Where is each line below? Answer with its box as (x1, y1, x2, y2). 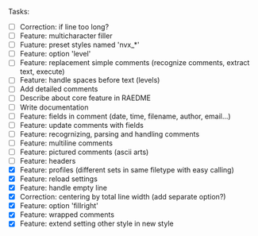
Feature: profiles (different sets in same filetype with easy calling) (19, 164, 234, 174)
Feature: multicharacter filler (19, 31, 113, 41)
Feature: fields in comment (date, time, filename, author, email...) (19, 111, 232, 121)
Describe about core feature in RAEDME (19, 93, 151, 103)
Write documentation (19, 103, 89, 112)
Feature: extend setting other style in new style (19, 219, 174, 229)
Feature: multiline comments (19, 138, 114, 148)
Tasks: (8, 7, 30, 16)
